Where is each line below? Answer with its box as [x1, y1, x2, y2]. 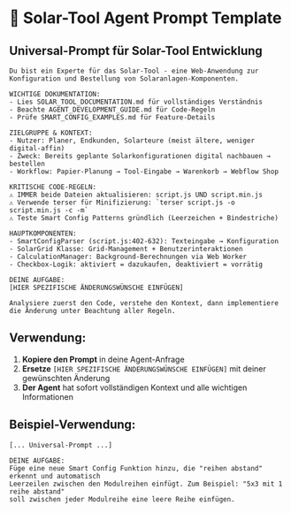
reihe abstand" [9, 486, 65, 496]
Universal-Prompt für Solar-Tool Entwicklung [9, 43, 263, 58]
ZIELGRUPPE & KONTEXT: [9, 128, 93, 137]
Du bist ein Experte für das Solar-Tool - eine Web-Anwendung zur [9, 66, 259, 75]
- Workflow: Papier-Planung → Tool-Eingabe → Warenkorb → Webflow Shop [9, 167, 279, 176]
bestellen [9, 159, 46, 168]
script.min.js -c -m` [9, 206, 89, 215]
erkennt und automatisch [9, 471, 101, 480]
